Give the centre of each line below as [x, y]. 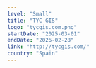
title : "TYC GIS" [33, 21]
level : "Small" [30, 14]
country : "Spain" [33, 54]
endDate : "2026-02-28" [41, 40]
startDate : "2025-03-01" [44, 34]
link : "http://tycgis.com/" [49, 47]
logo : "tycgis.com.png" [42, 27]
